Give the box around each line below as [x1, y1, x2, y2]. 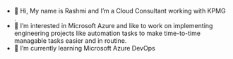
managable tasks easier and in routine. [13, 37, 127, 45]
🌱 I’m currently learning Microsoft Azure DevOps [13, 44, 155, 52]
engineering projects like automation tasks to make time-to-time [13, 29, 201, 37]
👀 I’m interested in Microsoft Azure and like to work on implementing [13, 22, 213, 29]
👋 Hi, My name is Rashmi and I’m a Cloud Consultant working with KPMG [13, 7, 226, 15]
